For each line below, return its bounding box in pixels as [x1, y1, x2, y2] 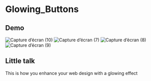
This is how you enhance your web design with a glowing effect [5, 70, 138, 76]
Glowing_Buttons [5, 4, 79, 15]
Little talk [5, 57, 35, 65]
